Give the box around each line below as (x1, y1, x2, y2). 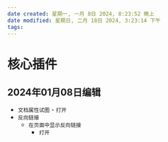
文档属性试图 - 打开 (17, 105, 67, 114)
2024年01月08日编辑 (7, 86, 101, 98)
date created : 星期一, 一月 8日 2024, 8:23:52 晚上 (7, 10, 155, 18)
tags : (7, 23, 23, 30)
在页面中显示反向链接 (28, 122, 82, 129)
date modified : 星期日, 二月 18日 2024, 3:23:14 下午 (7, 17, 161, 24)
